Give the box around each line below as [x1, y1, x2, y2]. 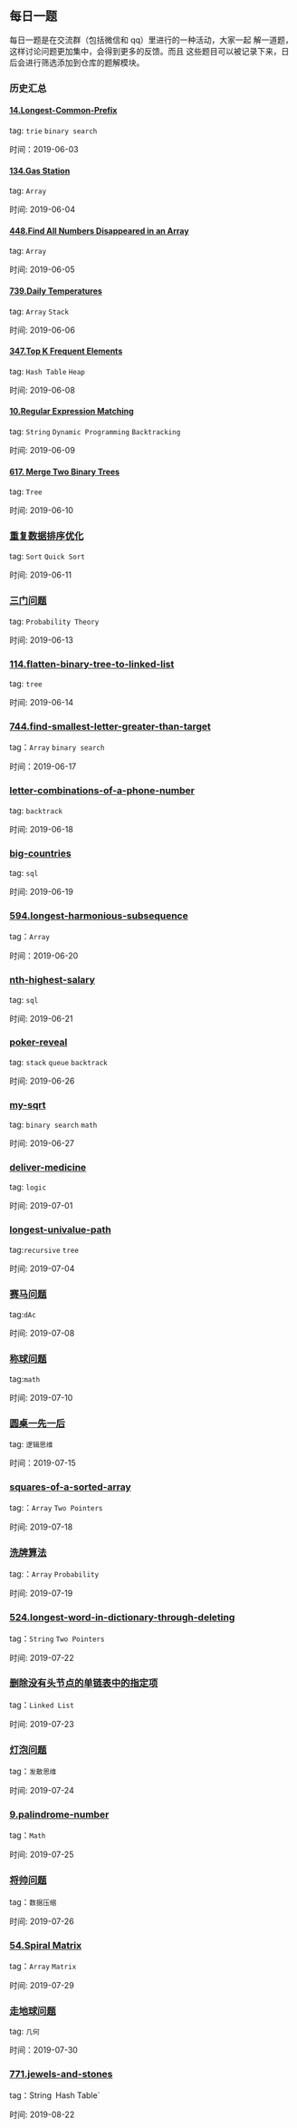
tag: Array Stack [9, 306, 70, 316]
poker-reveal [9, 1036, 68, 1049]
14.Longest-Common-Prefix [9, 105, 118, 116]
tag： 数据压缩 [9, 1896, 57, 1907]
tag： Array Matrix [9, 1960, 77, 1971]
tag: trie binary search [9, 125, 98, 136]
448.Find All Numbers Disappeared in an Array [9, 225, 189, 236]
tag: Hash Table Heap [9, 365, 86, 376]
